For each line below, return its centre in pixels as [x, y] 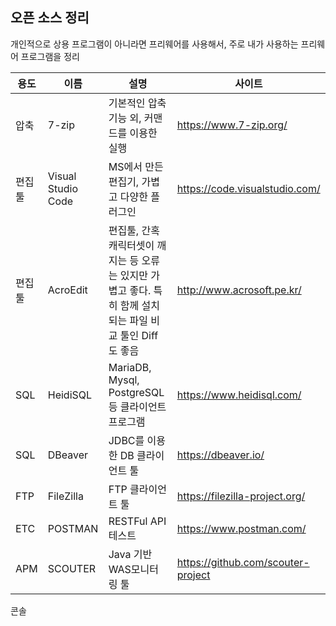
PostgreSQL [136, 392]
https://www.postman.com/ [241, 528]
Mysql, [124, 380]
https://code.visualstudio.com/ [248, 188]
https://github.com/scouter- [243, 562]
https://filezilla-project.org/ [241, 496]
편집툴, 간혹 [134, 230]
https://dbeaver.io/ [220, 455]
